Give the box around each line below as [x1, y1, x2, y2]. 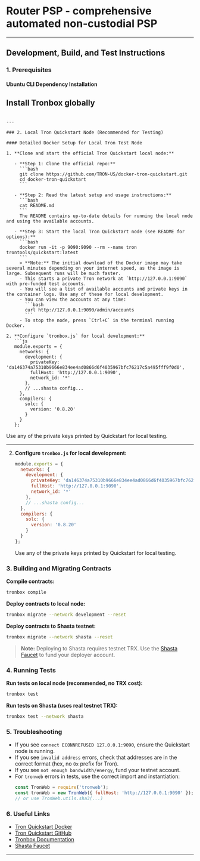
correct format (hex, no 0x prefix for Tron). [14, 760, 119, 767]
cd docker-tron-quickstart [19, 176, 86, 183]
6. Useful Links [6, 810, 51, 818]
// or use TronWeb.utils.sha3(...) [14, 795, 104, 801]
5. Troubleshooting [6, 727, 62, 736]
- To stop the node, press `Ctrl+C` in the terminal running [19, 317, 174, 323]
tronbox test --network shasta [6, 713, 84, 720]
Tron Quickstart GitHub [14, 829, 72, 837]
